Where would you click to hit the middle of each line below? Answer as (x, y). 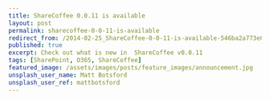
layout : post (30, 23)
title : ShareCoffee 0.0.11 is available (77, 16)
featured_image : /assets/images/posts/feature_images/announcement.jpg (131, 68)
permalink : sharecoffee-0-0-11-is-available (84, 30)
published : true (35, 46)
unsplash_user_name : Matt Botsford (68, 75)
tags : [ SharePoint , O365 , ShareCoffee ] (75, 61)
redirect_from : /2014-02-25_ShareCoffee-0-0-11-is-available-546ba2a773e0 (136, 38)
